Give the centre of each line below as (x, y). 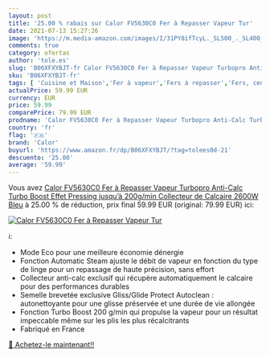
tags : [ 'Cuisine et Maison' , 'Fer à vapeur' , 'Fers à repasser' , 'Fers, (129, 83)
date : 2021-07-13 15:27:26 (53, 30)
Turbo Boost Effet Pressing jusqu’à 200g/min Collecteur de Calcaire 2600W (133, 197)
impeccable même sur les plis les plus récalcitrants (104, 321)
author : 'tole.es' (39, 61)
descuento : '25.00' (41, 157)
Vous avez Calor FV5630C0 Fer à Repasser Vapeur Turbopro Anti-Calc (126, 188)
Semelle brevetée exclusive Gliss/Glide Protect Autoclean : (117, 295)
